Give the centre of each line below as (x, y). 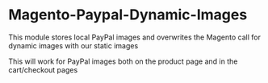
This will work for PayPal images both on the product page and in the (123, 61)
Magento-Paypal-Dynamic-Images (128, 15)
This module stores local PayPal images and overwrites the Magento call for (134, 37)
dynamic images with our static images (73, 45)
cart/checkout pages (43, 69)
